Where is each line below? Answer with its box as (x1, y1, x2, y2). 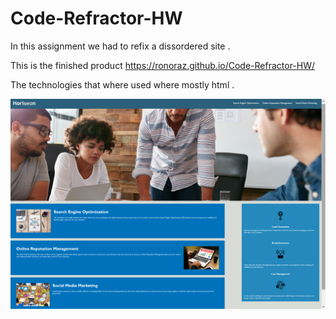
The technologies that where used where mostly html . (10, 78, 235, 91)
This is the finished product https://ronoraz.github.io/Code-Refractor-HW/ (10, 59, 316, 71)
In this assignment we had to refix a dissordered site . (10, 40, 231, 52)
